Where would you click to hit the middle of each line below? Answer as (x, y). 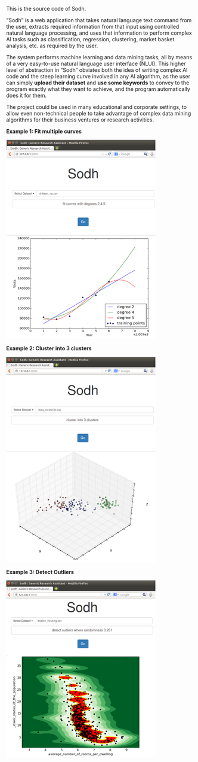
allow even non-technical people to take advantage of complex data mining (99, 113)
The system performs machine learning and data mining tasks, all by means (99, 57)
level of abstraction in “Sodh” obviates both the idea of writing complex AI (97, 70)
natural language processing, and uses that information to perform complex (99, 33)
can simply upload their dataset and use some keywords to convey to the (98, 83)
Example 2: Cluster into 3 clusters (49, 348)
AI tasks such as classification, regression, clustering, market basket (90, 39)
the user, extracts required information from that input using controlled (93, 27)
